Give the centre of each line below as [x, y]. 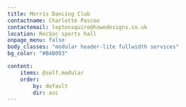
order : [30, 79]
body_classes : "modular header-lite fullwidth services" [93, 47]
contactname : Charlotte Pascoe [54, 21]
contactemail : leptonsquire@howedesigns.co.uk [77, 27]
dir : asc [46, 93]
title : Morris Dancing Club [49, 14]
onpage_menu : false [36, 40]
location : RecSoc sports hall [52, 34]
